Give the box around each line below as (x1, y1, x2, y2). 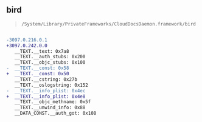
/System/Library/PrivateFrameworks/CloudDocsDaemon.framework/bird (21, 21, 196, 27)
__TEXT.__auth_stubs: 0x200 (14, 54, 86, 60)
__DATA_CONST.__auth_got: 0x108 (14, 110, 97, 117)
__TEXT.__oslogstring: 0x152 (14, 82, 88, 88)
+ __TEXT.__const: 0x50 (6, 71, 69, 77)
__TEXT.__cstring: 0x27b (14, 76, 78, 83)
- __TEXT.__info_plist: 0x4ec (6, 87, 86, 93)
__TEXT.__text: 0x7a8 (14, 48, 69, 54)
